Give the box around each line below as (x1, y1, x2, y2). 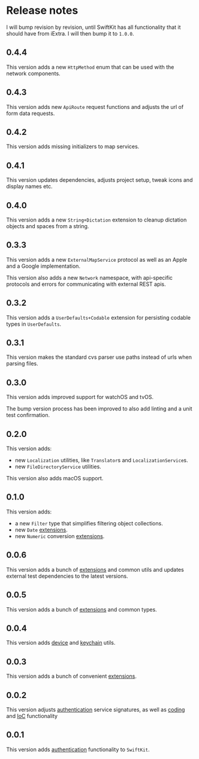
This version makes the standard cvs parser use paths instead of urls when (6, 353, 192, 361)
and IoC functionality (6, 712, 58, 719)
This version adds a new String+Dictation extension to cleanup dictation (6, 216, 187, 223)
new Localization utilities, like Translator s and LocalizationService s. (14, 457, 189, 464)
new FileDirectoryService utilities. (14, 463, 102, 470)
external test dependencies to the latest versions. (6, 572, 128, 580)
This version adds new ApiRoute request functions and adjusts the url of (6, 103, 184, 110)
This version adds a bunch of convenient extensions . (6, 672, 137, 680)
